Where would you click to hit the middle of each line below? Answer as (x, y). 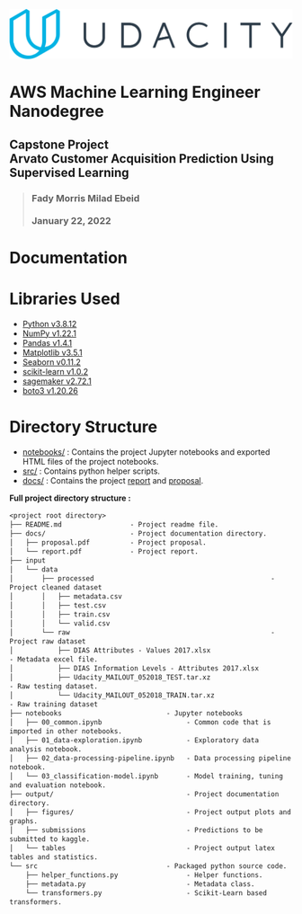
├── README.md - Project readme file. (114, 524)
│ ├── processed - (142, 578)
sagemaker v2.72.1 (57, 381)
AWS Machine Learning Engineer (135, 92)
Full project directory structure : (70, 498)
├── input (28, 560)
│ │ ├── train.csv (60, 614)
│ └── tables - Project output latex (142, 848)
